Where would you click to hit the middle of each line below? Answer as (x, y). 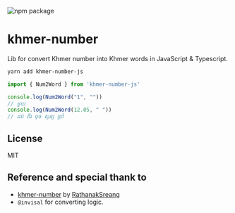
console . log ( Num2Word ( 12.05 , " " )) (60, 110)
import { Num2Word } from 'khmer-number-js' (74, 84)
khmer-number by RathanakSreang (68, 194)
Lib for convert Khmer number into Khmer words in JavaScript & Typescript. (117, 58)
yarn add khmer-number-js (45, 71)
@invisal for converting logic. (60, 202)
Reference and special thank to (77, 177)
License (25, 138)
